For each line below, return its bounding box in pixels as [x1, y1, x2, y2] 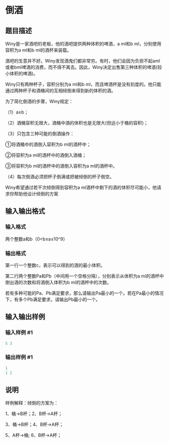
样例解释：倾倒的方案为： [5, 400, 59, 406]
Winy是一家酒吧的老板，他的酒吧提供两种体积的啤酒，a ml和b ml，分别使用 [5, 41, 161, 47]
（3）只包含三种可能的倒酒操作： [5, 131, 75, 137]
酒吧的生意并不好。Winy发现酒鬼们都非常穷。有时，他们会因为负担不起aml [5, 58, 160, 64]
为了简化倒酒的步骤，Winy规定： [5, 98, 74, 104]
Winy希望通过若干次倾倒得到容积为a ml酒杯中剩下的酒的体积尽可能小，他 [5, 184, 157, 190]
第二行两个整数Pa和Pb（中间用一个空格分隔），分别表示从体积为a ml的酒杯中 [5, 273, 164, 279]
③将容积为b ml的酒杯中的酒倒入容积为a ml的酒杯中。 [5, 163, 118, 169]
